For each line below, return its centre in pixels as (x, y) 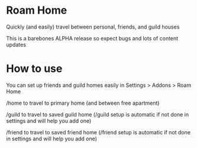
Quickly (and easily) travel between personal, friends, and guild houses (93, 27)
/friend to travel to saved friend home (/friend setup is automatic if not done (98, 132)
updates (16, 45)
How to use (34, 69)
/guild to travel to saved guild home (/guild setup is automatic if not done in (98, 114)
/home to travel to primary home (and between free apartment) (83, 103)
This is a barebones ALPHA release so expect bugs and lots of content (92, 38)
